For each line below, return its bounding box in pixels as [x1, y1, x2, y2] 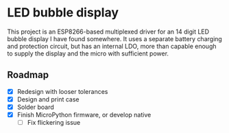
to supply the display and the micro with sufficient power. [7, 49, 169, 58]
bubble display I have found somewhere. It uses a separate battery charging [7, 34, 223, 43]
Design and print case [16, 95, 80, 104]
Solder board [16, 103, 55, 111]
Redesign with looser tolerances [16, 87, 108, 95]
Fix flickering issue [27, 119, 81, 126]
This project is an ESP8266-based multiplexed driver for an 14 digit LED [7, 27, 210, 36]
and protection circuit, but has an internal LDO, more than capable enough [7, 42, 217, 50]
